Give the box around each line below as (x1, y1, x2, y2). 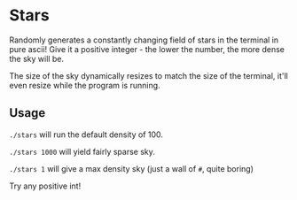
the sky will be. (9, 53, 65, 64)
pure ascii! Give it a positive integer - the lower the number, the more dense (9, 43, 285, 54)
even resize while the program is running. (9, 80, 161, 90)
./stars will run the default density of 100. (9, 129, 164, 140)
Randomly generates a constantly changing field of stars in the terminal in (9, 35, 279, 45)
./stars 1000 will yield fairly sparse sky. (9, 146, 155, 157)
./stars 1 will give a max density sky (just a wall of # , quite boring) (9, 163, 254, 173)
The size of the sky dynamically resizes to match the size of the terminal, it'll (9, 70, 288, 81)
